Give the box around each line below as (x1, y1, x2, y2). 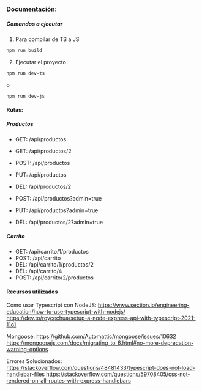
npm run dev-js (6, 93, 45, 99)
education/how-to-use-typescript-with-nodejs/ (6, 308, 125, 315)
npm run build (6, 47, 43, 53)
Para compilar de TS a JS (15, 35, 80, 43)
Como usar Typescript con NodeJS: (6, 301, 97, 309)
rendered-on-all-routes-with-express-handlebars (6, 377, 132, 384)
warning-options (6, 346, 48, 353)
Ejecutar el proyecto (15, 58, 66, 65)
